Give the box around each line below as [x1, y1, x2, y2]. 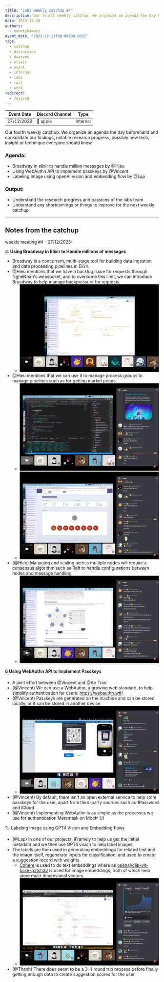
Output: [5, 185, 24, 192]
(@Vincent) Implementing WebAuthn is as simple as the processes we [12, 809, 153, 816]
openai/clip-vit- [117, 862, 148, 868]
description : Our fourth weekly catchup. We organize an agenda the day [5, 13, 156, 18]
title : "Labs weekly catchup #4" [5, 8, 73, 13]
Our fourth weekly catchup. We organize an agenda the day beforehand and [5, 129, 159, 135]
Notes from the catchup [5, 226, 79, 234]
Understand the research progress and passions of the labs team [12, 197, 143, 203]
